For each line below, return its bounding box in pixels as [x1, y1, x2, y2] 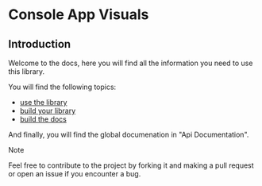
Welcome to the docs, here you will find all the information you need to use [8, 58, 253, 68]
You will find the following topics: [8, 82, 117, 91]
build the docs [19, 114, 67, 124]
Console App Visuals [8, 6, 149, 24]
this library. [8, 67, 45, 76]
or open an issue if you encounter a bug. [8, 169, 141, 178]
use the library [19, 98, 67, 107]
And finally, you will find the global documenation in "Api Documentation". [8, 130, 249, 139]
